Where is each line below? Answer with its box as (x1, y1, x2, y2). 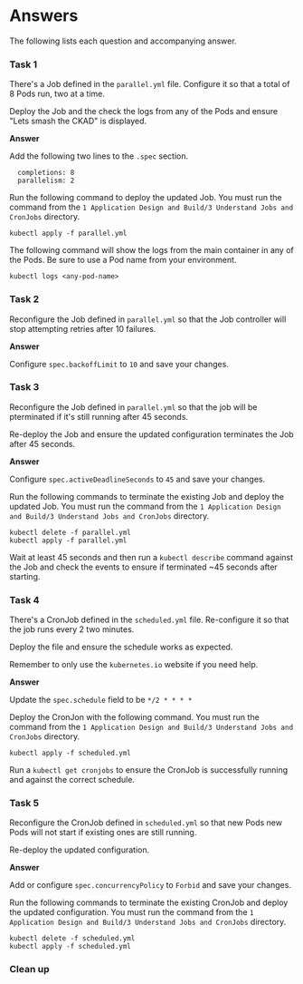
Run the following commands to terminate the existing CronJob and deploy (9, 897, 289, 908)
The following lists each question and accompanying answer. (9, 35, 237, 46)
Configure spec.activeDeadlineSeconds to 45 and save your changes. (9, 473, 266, 484)
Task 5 (9, 797, 39, 810)
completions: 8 (17, 169, 75, 178)
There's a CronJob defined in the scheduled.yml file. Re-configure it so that (9, 614, 289, 626)
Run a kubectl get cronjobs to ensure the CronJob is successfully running (9, 765, 288, 775)
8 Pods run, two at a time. (9, 88, 106, 100)
